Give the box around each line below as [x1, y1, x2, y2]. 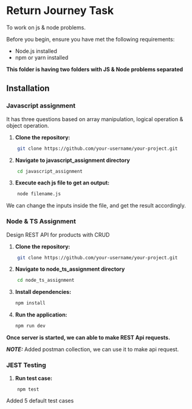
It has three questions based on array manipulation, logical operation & [6, 115, 183, 122]
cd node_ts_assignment [17, 278, 75, 284]
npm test [17, 386, 39, 393]
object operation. [6, 122, 49, 129]
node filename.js [17, 191, 61, 197]
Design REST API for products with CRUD [6, 231, 110, 238]
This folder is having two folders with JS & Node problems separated [6, 65, 183, 73]
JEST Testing [6, 360, 47, 369]
